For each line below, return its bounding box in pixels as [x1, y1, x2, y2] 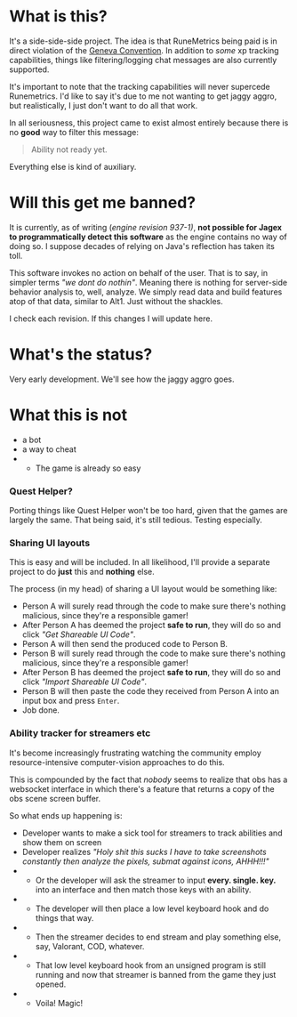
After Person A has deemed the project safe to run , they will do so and [21, 620, 282, 631]
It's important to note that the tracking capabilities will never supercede [9, 81, 271, 92]
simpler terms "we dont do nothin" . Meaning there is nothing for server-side [9, 277, 287, 287]
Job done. [21, 705, 60, 715]
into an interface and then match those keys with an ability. [35, 884, 252, 895]
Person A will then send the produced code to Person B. [21, 639, 229, 650]
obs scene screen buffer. [9, 793, 101, 803]
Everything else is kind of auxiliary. [9, 161, 137, 172]
